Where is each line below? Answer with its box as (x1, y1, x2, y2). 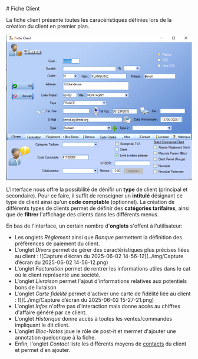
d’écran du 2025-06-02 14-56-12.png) (14, 259, 108, 266)
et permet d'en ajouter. (14, 346, 71, 353)
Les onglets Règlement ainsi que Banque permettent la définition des (14, 233, 183, 241)
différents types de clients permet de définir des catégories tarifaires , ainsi (6, 205, 190, 212)
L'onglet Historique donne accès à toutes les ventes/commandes (14, 315, 173, 322)
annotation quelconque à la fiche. (14, 334, 96, 341)
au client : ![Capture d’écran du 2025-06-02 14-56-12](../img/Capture (14, 252, 184, 259)
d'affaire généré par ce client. (14, 309, 87, 316)
